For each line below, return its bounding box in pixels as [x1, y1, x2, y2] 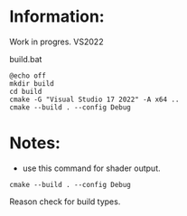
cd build [9, 87, 42, 96]
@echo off [9, 70, 47, 80]
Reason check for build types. [9, 196, 121, 207]
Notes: [9, 133, 61, 154]
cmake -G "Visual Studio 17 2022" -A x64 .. [9, 95, 180, 104]
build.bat [9, 53, 42, 64]
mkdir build [9, 79, 54, 88]
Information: [9, 6, 106, 27]
